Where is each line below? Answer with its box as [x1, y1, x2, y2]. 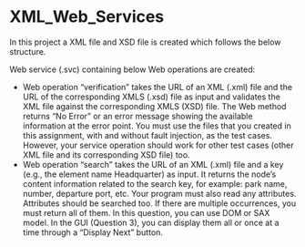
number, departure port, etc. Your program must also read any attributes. [22, 188, 297, 199]
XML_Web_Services [9, 6, 165, 27]
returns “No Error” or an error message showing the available [22, 110, 253, 121]
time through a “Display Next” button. [22, 226, 164, 238]
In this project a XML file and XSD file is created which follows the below [9, 36, 281, 47]
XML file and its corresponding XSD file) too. [22, 149, 190, 160]
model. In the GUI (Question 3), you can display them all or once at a [22, 217, 280, 228]
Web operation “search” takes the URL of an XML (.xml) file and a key [22, 159, 284, 170]
